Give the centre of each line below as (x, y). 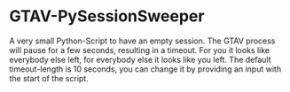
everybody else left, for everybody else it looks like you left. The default (141, 59)
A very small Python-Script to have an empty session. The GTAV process (142, 41)
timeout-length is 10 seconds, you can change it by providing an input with (145, 69)
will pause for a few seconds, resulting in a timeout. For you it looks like (140, 50)
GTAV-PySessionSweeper (107, 16)
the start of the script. (49, 78)
